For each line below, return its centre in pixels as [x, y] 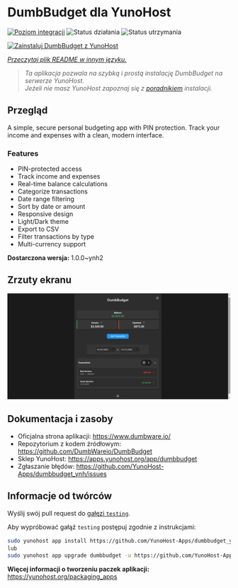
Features [23, 153]
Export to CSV [38, 229]
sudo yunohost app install [47, 541]
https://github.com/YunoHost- [120, 466]
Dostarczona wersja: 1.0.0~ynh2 [56, 258]
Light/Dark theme [43, 222]
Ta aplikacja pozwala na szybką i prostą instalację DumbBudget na [124, 73]
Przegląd [28, 111]
